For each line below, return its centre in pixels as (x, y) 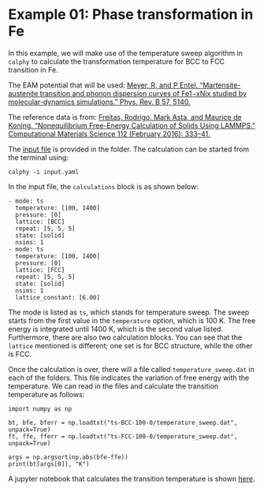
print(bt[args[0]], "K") (49, 464)
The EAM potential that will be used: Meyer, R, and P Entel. (103, 85)
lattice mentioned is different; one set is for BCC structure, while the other (130, 345)
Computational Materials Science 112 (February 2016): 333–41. (109, 134)
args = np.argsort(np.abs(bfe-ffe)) (68, 457)
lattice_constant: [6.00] (58, 297)
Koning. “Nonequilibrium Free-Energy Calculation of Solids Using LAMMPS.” (132, 125)
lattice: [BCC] (40, 221)
